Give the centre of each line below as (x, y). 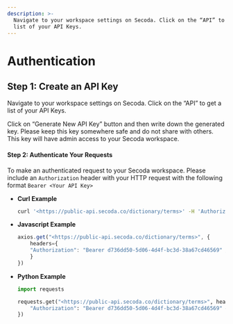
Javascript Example (46, 225)
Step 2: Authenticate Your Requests (60, 154)
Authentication (51, 61)
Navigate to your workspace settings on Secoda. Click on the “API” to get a (114, 103)
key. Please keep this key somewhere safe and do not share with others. (110, 131)
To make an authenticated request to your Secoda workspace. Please (106, 170)
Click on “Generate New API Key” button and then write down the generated (116, 124)
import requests (41, 289)
